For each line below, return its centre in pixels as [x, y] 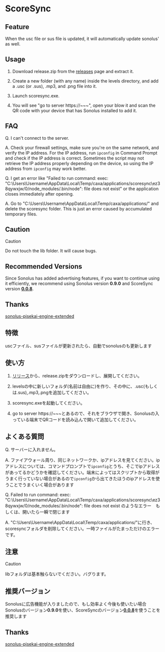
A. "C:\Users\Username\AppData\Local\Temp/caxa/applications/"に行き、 [80, 522]
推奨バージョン [28, 591]
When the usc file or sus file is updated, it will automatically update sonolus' [82, 39]
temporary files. [21, 214]
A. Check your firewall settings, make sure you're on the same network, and [82, 147]
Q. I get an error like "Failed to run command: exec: [57, 178]
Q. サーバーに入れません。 [32, 449]
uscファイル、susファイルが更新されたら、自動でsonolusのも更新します [79, 346]
